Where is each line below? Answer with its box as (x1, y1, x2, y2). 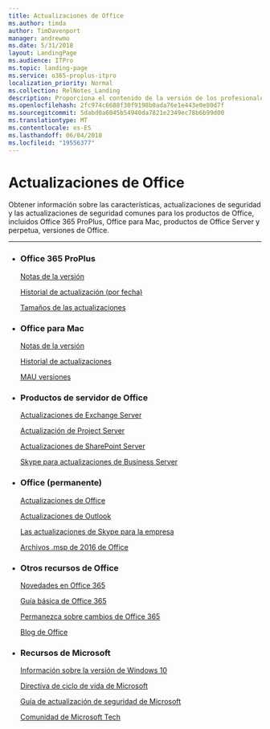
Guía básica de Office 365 (19, 596, 107, 605)
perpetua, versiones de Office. (8, 226, 110, 235)
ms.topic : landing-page (8, 64, 88, 72)
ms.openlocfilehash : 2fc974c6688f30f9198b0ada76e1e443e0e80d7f (8, 101, 225, 109)
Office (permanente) (19, 477, 102, 489)
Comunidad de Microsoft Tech (19, 712, 121, 722)
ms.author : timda (8, 19, 67, 27)
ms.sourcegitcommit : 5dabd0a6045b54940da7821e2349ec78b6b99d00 (8, 109, 225, 117)
